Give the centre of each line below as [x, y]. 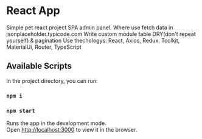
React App [33, 11]
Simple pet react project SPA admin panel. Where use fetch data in [90, 27]
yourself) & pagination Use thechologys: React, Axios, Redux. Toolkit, [93, 40]
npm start [21, 111]
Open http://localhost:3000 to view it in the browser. [72, 129]
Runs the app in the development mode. [56, 123]
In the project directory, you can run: [52, 80]
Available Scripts [39, 66]
